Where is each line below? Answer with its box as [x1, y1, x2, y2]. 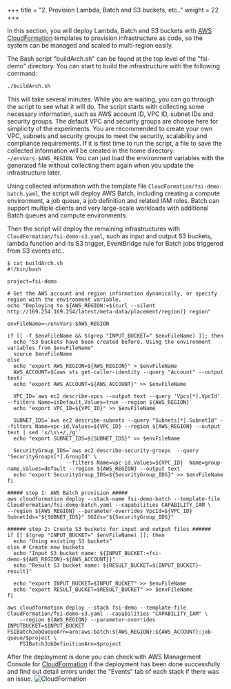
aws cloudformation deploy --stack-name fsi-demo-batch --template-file [7, 495, 221, 503]
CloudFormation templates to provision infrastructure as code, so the [7, 34, 203, 42]
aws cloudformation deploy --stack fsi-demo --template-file [7, 604, 187, 611]
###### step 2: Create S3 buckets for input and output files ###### [7, 525, 212, 532]
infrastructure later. [7, 168, 62, 177]
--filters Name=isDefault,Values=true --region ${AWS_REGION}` [7, 398, 193, 406]
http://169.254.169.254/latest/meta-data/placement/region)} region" [7, 308, 212, 315]
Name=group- [189, 459, 224, 466]
